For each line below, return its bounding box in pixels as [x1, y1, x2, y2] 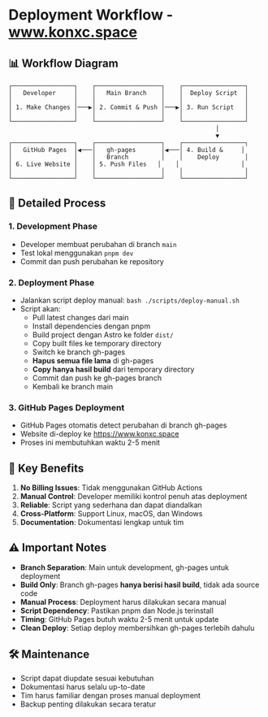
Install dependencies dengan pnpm [32, 321, 151, 331]
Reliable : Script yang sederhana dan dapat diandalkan [19, 500, 203, 510]
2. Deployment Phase [8, 276, 95, 288]
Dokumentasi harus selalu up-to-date [19, 681, 146, 692]
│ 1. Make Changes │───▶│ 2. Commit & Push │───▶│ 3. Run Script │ [8, 103, 249, 111]
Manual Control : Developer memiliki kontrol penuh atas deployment [19, 492, 248, 502]
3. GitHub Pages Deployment [8, 402, 125, 413]
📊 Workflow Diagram [8, 56, 119, 70]
